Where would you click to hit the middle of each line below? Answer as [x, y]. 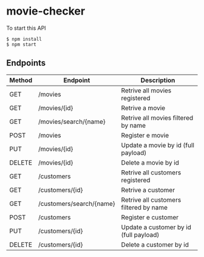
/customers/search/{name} [77, 204]
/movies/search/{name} [72, 122]
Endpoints [26, 63]
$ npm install [24, 39]
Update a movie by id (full [158, 145]
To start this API [26, 28]
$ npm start [21, 44]
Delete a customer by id [155, 244]
